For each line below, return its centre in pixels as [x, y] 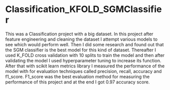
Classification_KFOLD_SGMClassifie [84, 9]
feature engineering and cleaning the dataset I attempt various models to [81, 39]
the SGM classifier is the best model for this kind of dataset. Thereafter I [81, 50]
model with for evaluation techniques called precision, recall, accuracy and [83, 71]
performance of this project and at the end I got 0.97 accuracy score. [78, 82]
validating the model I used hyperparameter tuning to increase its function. [83, 60]
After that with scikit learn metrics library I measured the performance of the [85, 66]
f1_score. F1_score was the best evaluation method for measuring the [77, 76]
